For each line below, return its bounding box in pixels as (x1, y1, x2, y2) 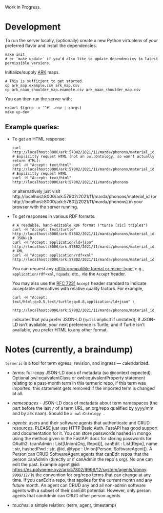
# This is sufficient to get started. (5, 78, 84, 84)
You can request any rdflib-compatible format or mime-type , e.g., (12, 265, 144, 271)
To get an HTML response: (12, 136, 66, 141)
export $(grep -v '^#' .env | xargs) (5, 105, 82, 110)
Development (5, 22, 61, 32)
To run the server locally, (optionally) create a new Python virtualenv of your (5, 37, 158, 43)
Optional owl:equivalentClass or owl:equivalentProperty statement (12, 374, 145, 381)
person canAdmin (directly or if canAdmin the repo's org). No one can (12, 456, 153, 462)
